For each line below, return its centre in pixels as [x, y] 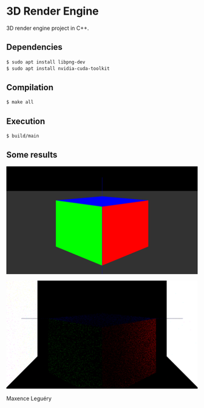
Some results [32, 155]
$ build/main [23, 136]
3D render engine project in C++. [48, 28]
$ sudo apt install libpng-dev [46, 62]
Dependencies [34, 47]
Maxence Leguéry [29, 398]
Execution [26, 121]
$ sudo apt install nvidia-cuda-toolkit [58, 68]
